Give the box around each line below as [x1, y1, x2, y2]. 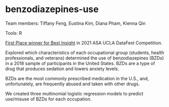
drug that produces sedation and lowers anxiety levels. [5, 66, 120, 72]
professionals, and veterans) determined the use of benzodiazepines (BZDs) [5, 55, 164, 61]
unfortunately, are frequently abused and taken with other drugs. [5, 81, 140, 87]
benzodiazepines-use [5, 4, 99, 15]
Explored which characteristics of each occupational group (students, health [5, 49, 164, 56]
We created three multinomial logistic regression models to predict [5, 90, 144, 96]
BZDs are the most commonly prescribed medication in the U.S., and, [5, 75, 149, 81]
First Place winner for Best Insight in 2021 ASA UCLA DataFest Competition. [5, 39, 162, 46]
